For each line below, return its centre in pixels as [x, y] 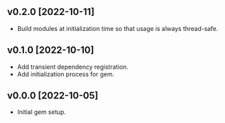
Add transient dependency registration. [73, 67]
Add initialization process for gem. [66, 74]
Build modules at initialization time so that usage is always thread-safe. [118, 28]
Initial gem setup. [42, 112]
